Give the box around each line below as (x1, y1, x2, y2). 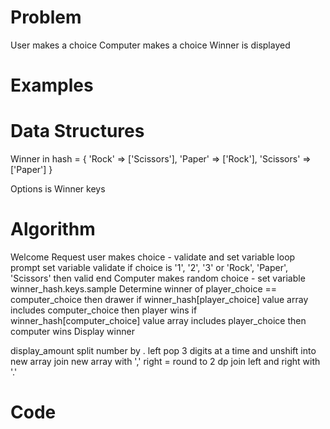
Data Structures (10, 120, 145, 143)
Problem (10, 6, 82, 29)
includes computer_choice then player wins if (10, 304, 198, 316)
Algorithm (10, 218, 96, 241)
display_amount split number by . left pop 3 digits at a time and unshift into (10, 345, 317, 356)
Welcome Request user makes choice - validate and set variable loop (10, 251, 296, 263)
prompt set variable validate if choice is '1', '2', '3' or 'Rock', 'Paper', (10, 262, 289, 273)
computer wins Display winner (10, 326, 135, 337)
